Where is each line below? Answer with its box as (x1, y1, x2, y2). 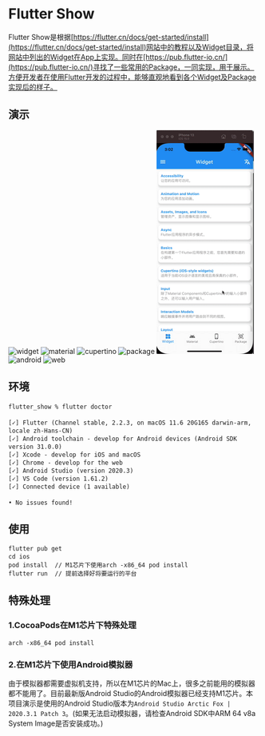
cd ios (8, 553, 30, 561)
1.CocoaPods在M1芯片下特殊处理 (8, 619, 137, 631)
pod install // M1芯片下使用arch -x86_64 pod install (8, 561, 189, 570)
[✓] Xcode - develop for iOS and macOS (8, 451, 141, 459)
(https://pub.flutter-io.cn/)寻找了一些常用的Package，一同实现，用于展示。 (8, 62, 255, 72)
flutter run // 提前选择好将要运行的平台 (8, 570, 137, 578)
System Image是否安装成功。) (8, 718, 104, 728)
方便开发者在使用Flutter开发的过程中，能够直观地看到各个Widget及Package (8, 72, 257, 82)
